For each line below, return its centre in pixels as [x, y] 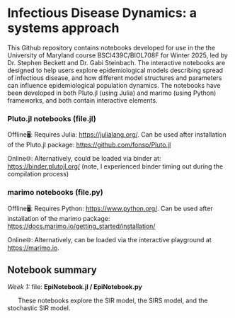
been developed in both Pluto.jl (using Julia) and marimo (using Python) [112, 93]
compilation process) [38, 174]
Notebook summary [52, 269]
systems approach [63, 28]
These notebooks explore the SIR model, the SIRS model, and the [113, 301]
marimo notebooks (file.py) [56, 193]
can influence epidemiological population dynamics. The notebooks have [114, 85]
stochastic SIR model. [39, 308]
